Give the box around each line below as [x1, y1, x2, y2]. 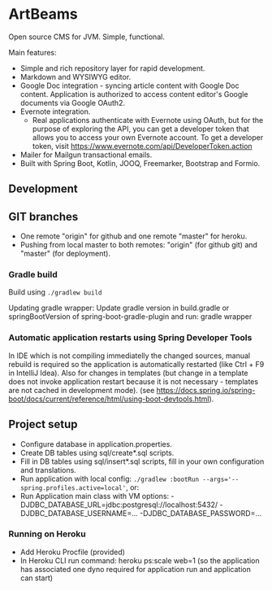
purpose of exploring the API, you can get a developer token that [32, 124, 249, 133]
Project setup [8, 417, 79, 431]
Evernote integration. [19, 107, 91, 116]
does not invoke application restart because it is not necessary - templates [8, 376, 258, 387]
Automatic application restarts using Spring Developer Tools [8, 332, 253, 343]
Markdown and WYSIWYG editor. [19, 72, 132, 81]
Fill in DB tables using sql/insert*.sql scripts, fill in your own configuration [19, 457, 265, 466]
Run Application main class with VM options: [19, 491, 170, 500]
